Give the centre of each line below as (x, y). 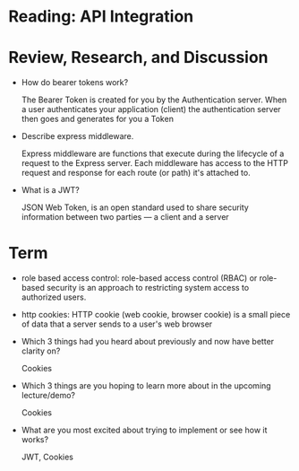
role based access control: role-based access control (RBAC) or (139, 278)
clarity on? (41, 351)
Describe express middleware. (77, 136)
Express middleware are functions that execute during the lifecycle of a (153, 153)
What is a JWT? (50, 190)
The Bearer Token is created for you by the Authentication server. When (154, 100)
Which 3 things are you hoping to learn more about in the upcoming (146, 386)
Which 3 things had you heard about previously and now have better (148, 342)
